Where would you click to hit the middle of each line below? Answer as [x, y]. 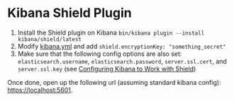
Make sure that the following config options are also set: [100, 54]
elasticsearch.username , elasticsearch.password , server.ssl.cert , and [122, 61]
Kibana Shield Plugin [70, 13]
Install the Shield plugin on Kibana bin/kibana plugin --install [111, 32]
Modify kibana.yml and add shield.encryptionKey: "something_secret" [122, 46]
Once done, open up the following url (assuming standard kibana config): [114, 82]
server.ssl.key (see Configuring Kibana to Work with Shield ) [107, 69]
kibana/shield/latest [49, 39]
